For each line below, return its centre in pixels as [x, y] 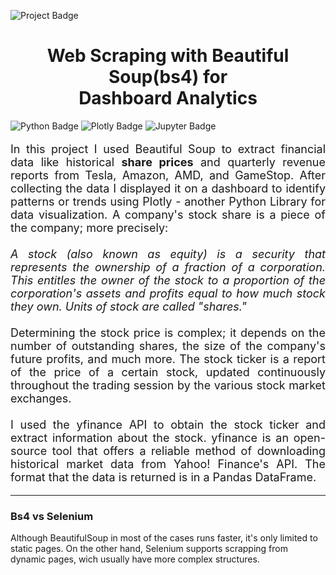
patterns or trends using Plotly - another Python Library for [168, 201]
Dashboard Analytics [168, 98]
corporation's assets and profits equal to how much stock [168, 293]
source [29, 450]
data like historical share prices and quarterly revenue [168, 162]
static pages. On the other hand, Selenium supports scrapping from [149, 549]
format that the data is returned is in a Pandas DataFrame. [163, 477]
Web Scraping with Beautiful [168, 56]
